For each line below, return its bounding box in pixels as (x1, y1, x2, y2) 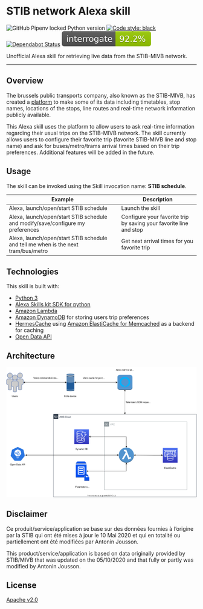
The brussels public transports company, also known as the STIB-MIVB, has (6, 92, 196, 99)
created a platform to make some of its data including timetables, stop (6, 98, 181, 106)
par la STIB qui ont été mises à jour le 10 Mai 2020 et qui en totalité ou (6, 531, 181, 539)
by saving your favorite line (121, 220, 188, 227)
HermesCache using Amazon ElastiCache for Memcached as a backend (14, 320, 195, 328)
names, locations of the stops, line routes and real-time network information (6, 104, 196, 112)
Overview (6, 76, 44, 86)
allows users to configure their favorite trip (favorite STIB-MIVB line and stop (6, 135, 197, 143)
